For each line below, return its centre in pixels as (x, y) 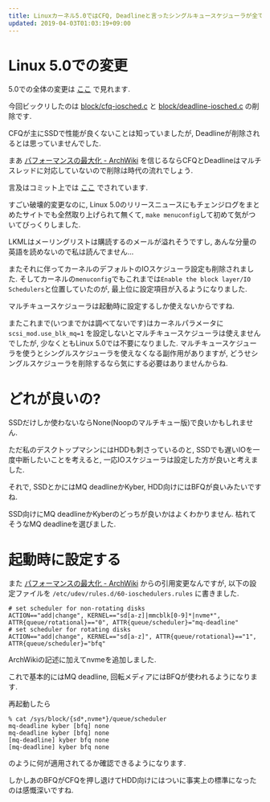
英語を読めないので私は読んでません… (71, 252)
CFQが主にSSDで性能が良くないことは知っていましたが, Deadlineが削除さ (131, 133)
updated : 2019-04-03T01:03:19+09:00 (70, 23)
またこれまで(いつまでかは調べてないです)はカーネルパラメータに (116, 323)
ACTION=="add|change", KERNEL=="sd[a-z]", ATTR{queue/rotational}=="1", (133, 637)
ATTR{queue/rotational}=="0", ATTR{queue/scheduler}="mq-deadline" (124, 623)
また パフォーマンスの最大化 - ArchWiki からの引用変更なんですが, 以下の (129, 583)
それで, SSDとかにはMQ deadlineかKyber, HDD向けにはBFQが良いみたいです (135, 487)
